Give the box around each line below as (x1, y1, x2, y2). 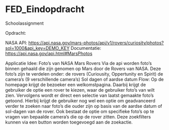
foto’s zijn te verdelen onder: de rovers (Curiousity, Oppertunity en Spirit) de (5, 71, 163, 77)
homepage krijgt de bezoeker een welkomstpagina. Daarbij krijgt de (5, 82, 146, 88)
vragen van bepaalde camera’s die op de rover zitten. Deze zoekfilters (5, 113, 151, 119)
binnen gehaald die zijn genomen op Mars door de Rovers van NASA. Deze (5, 66, 161, 72)
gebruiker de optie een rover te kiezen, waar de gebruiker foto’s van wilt (5, 87, 155, 93)
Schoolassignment (5, 20, 44, 26)
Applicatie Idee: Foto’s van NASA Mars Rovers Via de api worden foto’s (5, 60, 152, 66)
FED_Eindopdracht (5, 4, 85, 15)
